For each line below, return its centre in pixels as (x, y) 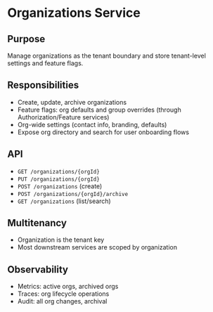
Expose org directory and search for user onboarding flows (103, 132)
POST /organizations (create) (60, 186)
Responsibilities (43, 85)
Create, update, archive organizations (72, 102)
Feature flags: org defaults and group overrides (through (99, 110)
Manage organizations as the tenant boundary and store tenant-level (106, 56)
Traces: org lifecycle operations (63, 294)
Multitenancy (37, 223)
